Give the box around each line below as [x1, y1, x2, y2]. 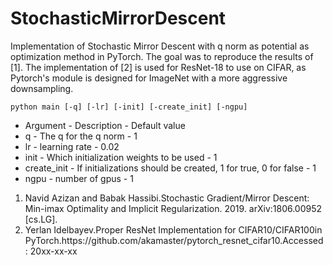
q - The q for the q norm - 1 [24, 130, 138, 142]
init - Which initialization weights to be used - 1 [24, 151, 218, 163]
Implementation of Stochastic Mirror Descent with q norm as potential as [10, 40, 310, 52]
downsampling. [10, 82, 74, 94]
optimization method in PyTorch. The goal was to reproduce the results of [10, 50, 314, 62]
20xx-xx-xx [29, 245, 78, 257]
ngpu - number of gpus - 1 [24, 172, 134, 184]
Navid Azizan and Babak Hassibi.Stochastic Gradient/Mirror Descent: [24, 192, 310, 204]
